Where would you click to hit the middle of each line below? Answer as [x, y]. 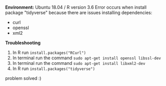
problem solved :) [23, 78]
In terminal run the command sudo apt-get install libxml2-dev [79, 63]
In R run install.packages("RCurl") [49, 53]
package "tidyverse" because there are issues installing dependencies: [79, 13]
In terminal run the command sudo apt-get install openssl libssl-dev [87, 58]
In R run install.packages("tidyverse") [54, 68]
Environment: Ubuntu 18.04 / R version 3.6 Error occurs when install [76, 7]
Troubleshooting [23, 43]
